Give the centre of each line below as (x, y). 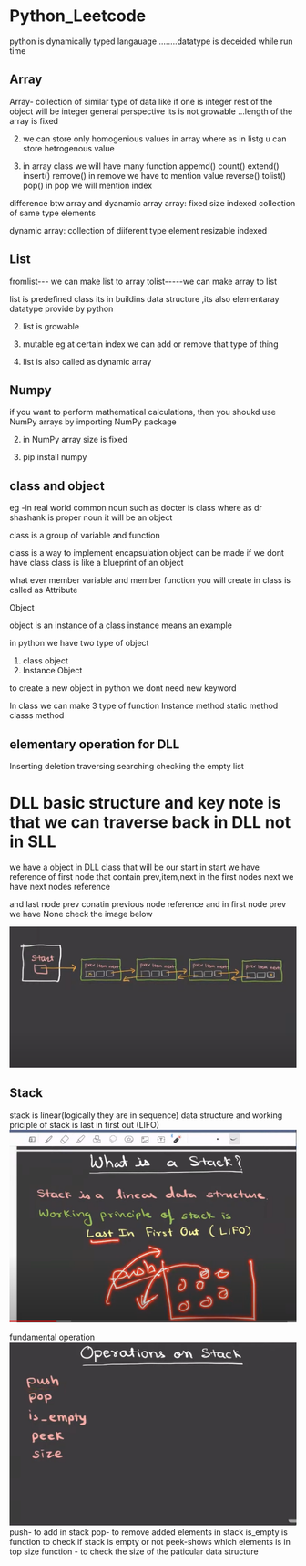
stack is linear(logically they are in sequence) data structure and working (146, 1115)
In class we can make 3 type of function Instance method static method (144, 706)
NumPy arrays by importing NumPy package (93, 422)
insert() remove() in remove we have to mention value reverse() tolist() (154, 175)
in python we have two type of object (79, 643)
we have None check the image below (81, 913)
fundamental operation (52, 1337)
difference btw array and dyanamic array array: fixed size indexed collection (153, 203)
